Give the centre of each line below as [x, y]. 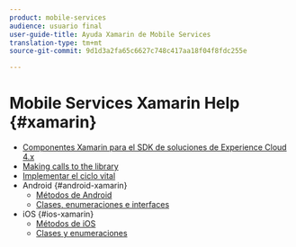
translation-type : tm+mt [56, 43]
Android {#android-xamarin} [75, 186]
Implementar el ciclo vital [69, 176]
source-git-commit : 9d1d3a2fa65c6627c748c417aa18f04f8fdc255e [128, 51]
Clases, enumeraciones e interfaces [103, 205]
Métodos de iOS [66, 224]
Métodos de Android [74, 195]
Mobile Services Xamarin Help [125, 103]
